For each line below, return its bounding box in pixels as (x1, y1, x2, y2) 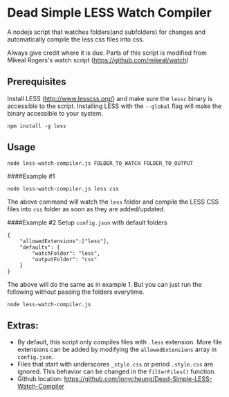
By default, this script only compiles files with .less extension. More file (17, 338, 223, 346)
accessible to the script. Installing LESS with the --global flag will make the (7, 102, 222, 110)
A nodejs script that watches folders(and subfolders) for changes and (7, 28, 206, 36)
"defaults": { (19, 244, 60, 251)
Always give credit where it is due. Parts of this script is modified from (7, 48, 208, 57)
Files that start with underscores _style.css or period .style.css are (17, 360, 214, 369)
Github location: (17, 375, 63, 383)
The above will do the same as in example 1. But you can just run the (7, 280, 202, 288)
